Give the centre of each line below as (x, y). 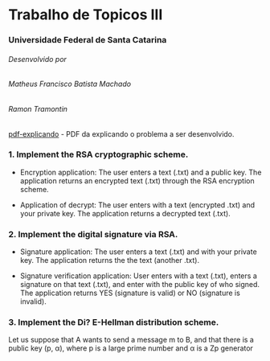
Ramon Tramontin (38, 109)
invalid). (33, 302)
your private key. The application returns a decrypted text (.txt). (125, 213)
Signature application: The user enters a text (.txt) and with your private (138, 252)
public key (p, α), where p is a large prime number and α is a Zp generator (131, 348)
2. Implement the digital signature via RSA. (93, 234)
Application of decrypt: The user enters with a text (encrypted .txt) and (137, 205)
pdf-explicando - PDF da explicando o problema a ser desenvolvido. (121, 133)
